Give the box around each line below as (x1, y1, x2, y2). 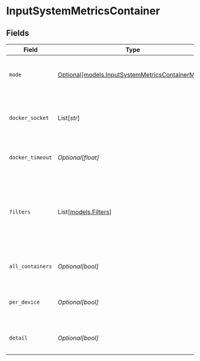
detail (9, 335, 28, 341)
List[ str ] (57, 114, 80, 122)
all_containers (9, 263, 52, 270)
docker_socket (9, 115, 49, 121)
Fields (6, 28, 30, 38)
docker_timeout (9, 154, 52, 161)
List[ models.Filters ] (57, 208, 112, 216)
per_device (9, 299, 40, 306)
